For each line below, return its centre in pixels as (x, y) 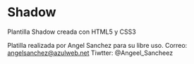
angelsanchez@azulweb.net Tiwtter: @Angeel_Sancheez (90, 53)
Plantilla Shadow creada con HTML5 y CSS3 (72, 32)
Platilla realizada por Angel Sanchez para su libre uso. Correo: (97, 45)
